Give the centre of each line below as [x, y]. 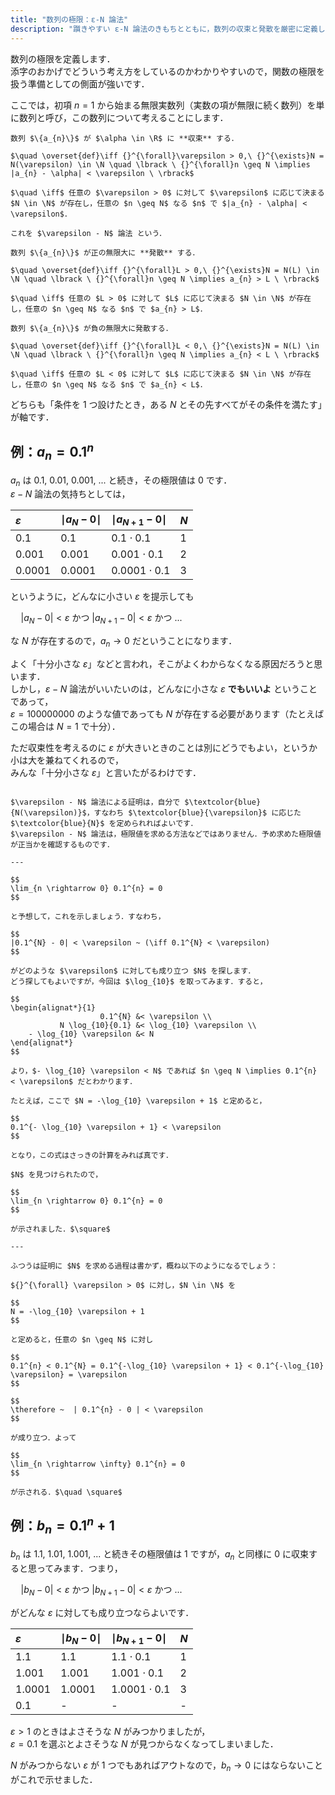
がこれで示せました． [54, 1779]
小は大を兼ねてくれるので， [67, 760]
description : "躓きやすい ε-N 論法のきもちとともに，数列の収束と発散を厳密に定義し [168, 29]
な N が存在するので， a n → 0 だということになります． [124, 642]
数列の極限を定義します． [63, 58]
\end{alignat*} [42, 1043]
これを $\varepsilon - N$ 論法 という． [88, 233]
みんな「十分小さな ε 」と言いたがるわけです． [106, 773]
